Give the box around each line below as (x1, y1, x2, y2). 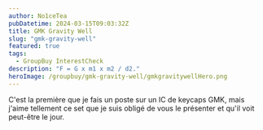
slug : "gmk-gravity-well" (8, 34, 96, 43)
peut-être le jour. (8, 111, 65, 122)
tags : (8, 50, 27, 58)
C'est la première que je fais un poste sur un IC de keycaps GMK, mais (8, 94, 245, 104)
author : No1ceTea (8, 11, 68, 20)
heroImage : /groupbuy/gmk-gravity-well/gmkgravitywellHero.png (8, 72, 228, 80)
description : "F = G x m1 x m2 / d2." (8, 65, 140, 73)
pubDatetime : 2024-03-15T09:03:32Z (8, 19, 129, 28)
